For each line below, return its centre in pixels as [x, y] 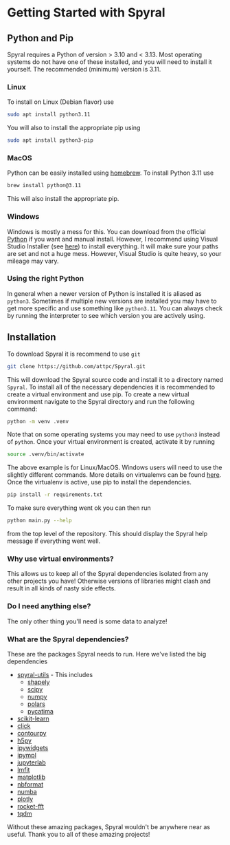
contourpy [32, 733]
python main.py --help [39, 521]
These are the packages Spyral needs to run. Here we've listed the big [107, 654]
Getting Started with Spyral [87, 13]
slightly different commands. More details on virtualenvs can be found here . [114, 475]
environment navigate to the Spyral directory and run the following [101, 401]
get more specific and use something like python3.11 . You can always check [115, 308]
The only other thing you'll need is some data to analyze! [87, 621]
